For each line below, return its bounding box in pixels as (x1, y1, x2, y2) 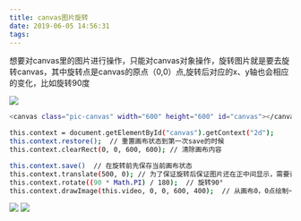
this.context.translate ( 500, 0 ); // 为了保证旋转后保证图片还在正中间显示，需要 (9, 169, 290, 179)
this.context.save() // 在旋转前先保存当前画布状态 (9, 161, 193, 170)
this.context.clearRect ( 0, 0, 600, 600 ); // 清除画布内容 (9, 145, 222, 154)
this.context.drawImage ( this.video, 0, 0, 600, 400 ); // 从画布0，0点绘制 (9, 186, 289, 195)
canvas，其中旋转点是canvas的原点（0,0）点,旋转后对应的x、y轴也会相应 (16, 66, 289, 77)
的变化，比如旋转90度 (9, 78, 90, 89)
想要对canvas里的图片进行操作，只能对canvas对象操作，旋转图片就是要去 (9, 55, 282, 66)
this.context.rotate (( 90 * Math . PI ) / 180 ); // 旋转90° (9, 178, 224, 187)
